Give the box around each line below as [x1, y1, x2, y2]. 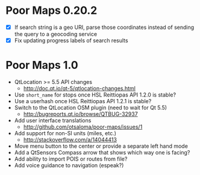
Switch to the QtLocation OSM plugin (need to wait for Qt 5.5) [14, 104, 167, 111]
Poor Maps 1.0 [5, 59, 79, 72]
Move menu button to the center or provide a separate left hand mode [14, 142, 188, 150]
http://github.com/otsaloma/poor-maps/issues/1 [23, 123, 143, 130]
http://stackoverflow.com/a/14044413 [23, 136, 117, 143]
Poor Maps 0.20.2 [5, 4, 98, 17]
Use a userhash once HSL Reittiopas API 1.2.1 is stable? [14, 98, 152, 104]
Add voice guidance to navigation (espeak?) [14, 162, 124, 169]
